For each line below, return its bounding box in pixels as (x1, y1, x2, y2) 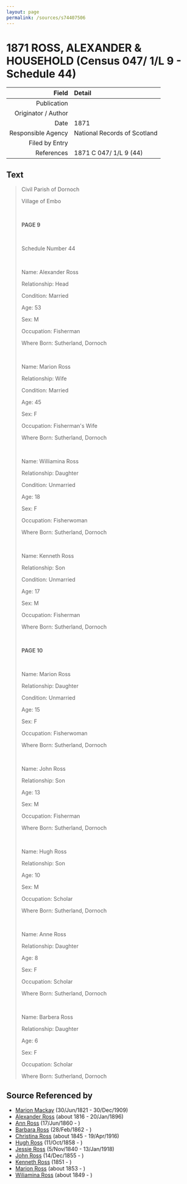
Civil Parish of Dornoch (21, 186, 80, 193)
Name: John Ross (21, 765, 66, 773)
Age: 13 (21, 789, 41, 796)
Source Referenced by (6, 1090, 93, 1100)
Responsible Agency (9, 129, 68, 137)
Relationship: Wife (21, 375, 67, 382)
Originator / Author (14, 109, 68, 118)
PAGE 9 (21, 221, 41, 229)
